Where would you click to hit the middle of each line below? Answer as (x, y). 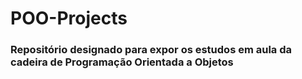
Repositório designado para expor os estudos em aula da (151, 50)
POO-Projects (69, 18)
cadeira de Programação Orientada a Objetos (122, 62)
